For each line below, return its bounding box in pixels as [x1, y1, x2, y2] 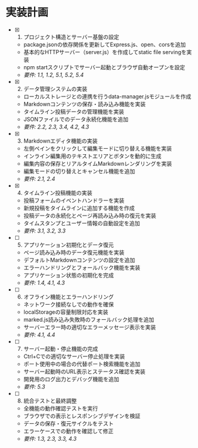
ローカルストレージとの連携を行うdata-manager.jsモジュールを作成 [23, 92, 191, 100]
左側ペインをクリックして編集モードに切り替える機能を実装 [23, 144, 172, 152]
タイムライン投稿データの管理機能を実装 [23, 107, 125, 115]
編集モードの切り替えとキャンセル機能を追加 [23, 168, 136, 175]
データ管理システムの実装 [23, 85, 88, 92]
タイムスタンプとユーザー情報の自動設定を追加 [23, 219, 140, 226]
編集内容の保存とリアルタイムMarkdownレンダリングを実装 [23, 160, 172, 167]
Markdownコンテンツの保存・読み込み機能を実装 [23, 100, 146, 107]
